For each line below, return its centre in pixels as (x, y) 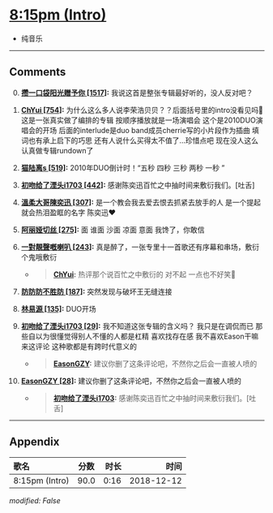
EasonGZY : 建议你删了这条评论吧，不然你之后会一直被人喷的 (155, 364)
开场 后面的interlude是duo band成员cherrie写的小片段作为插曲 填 (151, 130)
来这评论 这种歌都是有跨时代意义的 (79, 346)
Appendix (34, 442)
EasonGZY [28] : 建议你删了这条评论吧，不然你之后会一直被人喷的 (131, 381)
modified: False (35, 500)
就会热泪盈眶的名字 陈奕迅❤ (68, 212)
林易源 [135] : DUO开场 (58, 308)
